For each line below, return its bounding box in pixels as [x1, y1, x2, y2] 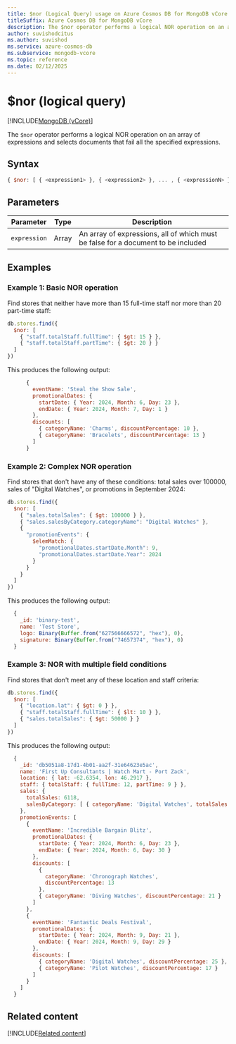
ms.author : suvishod [7, 37, 68, 44]
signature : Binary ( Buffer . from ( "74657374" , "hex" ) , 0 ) [20, 636, 184, 644]
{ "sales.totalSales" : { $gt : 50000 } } [20, 716, 140, 723]
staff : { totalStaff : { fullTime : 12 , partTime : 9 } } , [20, 781, 188, 788]
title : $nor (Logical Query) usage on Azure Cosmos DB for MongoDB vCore [7, 10, 228, 18]
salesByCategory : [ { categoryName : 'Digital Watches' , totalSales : [25, 801, 231, 808]
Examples [7, 262, 51, 274]
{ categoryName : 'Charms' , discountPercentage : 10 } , [38, 425, 199, 432]
